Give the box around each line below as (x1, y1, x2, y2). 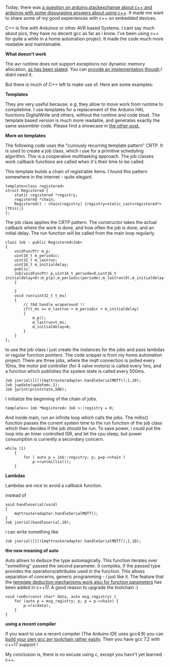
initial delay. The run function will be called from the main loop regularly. (5, 230, 156, 236)
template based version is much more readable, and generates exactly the (5, 117, 160, 123)
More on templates (5, 133, 46, 139)
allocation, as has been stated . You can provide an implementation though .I (5, 66, 162, 72)
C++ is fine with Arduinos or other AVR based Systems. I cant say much (5, 25, 155, 31)
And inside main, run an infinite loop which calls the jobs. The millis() (5, 415, 148, 421)
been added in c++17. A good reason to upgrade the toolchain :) (5, 584, 138, 590)
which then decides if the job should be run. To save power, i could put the (5, 425, 161, 431)
